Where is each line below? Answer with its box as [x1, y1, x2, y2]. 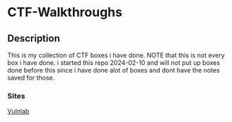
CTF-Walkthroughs [7, 4, 122, 20]
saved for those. [7, 73, 55, 82]
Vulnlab [7, 107, 30, 116]
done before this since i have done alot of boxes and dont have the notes [7, 66, 221, 74]
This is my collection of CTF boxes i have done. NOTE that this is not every [7, 51, 225, 59]
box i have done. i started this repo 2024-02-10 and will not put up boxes [7, 59, 221, 67]
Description [7, 32, 60, 44]
